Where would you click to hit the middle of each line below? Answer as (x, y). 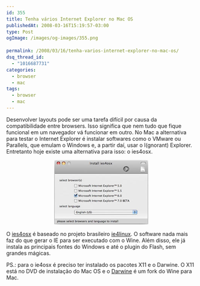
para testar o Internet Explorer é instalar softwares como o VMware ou (94, 138)
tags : (13, 89)
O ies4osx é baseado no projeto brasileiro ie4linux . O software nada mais (97, 234)
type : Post (20, 32)
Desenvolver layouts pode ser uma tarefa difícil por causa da (82, 119)
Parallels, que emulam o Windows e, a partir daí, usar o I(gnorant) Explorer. (99, 145)
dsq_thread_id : (25, 57)
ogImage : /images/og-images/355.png (52, 38)
